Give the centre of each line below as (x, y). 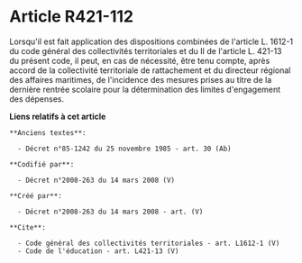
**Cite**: (28, 227)
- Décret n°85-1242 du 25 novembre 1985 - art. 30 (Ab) (124, 149)
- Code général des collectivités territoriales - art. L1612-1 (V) (149, 243)
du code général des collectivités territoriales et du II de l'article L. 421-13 (146, 50)
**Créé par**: (36, 195)
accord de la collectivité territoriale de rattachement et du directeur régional (150, 70)
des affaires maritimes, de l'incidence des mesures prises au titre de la (141, 79)
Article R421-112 (71, 17)
